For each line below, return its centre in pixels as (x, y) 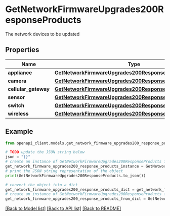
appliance (20, 73)
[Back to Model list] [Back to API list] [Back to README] (63, 208)
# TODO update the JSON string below (45, 152)
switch (16, 105)
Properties (22, 50)
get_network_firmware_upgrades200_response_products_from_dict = (75, 199)
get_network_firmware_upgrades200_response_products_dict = (70, 190)
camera (17, 81)
